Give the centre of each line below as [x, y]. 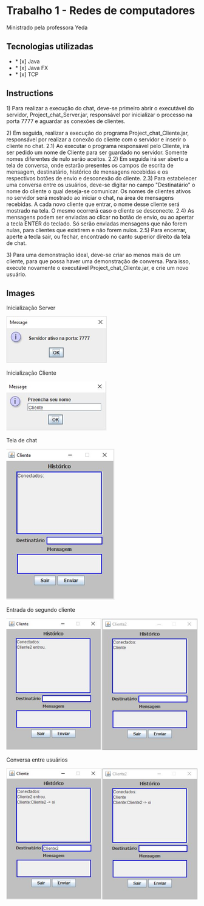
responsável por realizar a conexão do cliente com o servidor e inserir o [96, 139]
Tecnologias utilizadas [50, 47]
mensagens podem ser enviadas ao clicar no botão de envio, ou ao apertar [100, 217]
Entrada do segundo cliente [41, 610]
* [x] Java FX [32, 68]
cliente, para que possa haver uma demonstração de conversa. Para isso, [98, 261]
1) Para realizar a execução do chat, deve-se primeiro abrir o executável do [100, 108]
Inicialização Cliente [31, 373]
